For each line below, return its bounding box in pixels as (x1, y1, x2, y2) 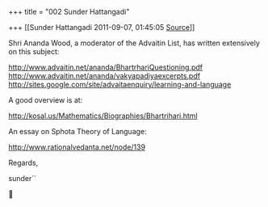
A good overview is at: (8, 95, 83, 104)
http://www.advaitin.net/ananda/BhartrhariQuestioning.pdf (8, 62, 203, 72)
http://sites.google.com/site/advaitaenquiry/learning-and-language (8, 80, 232, 89)
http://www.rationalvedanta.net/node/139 (8, 142, 146, 152)
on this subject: (8, 47, 60, 56)
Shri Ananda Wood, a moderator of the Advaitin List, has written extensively (8, 38, 261, 48)
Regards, (8, 158, 39, 167)
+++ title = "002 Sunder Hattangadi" (8, 7, 130, 16)
